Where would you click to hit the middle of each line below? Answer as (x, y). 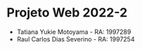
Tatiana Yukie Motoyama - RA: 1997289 (74, 32)
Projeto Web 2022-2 (67, 13)
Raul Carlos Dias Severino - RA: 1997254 (76, 39)
